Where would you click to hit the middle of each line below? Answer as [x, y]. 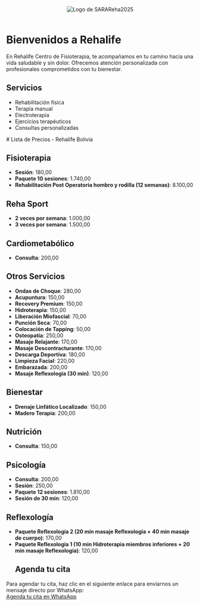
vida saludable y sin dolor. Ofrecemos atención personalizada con [87, 63]
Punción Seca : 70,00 [41, 323]
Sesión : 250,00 [34, 486]
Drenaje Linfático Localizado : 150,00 [60, 406]
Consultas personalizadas [46, 127]
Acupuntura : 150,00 [40, 297]
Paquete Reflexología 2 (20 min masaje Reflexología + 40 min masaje [102, 532]
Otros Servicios [36, 276]
